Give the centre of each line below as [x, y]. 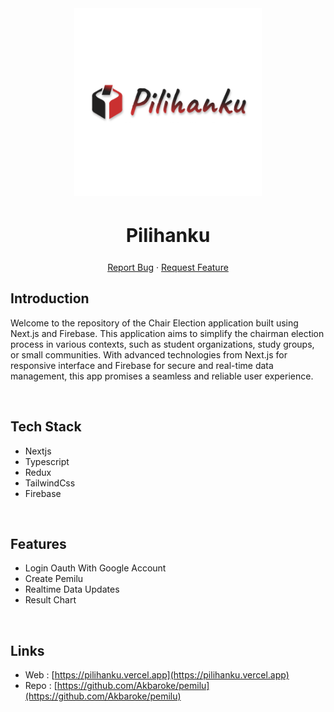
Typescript [47, 461]
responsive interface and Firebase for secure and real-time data [142, 365]
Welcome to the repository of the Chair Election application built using [154, 323]
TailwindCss [50, 483]
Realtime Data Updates [72, 589]
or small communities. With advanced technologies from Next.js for [149, 354]
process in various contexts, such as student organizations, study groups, [162, 344]
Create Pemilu [54, 579]
